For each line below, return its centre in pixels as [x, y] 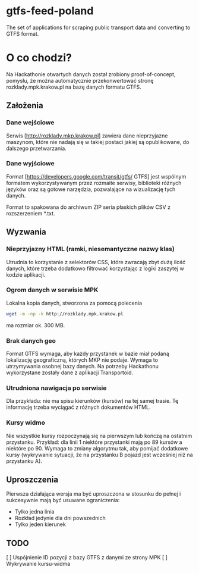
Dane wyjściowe [30, 164]
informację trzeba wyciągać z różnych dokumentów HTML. [78, 407]
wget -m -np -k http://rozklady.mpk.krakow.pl [65, 314]
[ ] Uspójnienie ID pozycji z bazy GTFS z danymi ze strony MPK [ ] [87, 558]
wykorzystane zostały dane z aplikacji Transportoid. [70, 372]
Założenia [25, 106]
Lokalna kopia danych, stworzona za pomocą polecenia [74, 303]
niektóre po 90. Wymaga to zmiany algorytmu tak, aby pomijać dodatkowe [97, 448]
